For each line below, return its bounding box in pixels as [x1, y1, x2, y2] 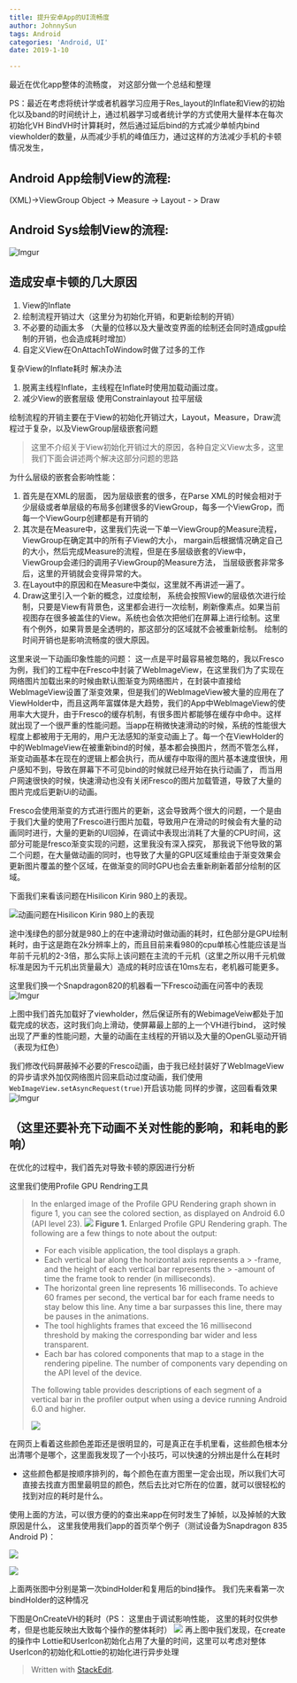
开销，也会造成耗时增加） [37, 333, 131, 344]
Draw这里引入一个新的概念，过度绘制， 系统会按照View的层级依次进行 [21, 590, 278, 601]
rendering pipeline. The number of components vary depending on [43, 1358, 288, 1369]
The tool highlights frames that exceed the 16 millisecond [43, 1321, 252, 1331]
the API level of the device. [43, 1367, 142, 1378]
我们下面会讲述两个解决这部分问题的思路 [30, 453, 179, 464]
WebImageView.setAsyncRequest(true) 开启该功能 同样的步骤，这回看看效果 [9, 1082, 278, 1093]
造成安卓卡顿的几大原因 [9, 275, 137, 290]
